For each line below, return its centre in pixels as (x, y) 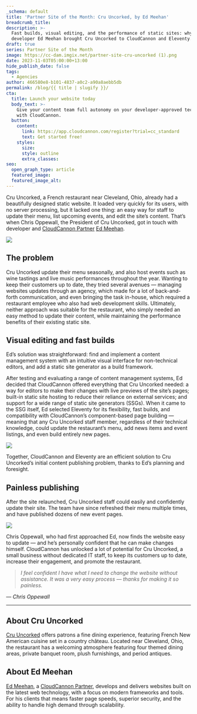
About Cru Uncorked (45, 620)
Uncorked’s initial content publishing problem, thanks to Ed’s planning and (95, 463)
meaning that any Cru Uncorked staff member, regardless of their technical (97, 422)
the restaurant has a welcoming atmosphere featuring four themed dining (95, 647)
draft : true (21, 45)
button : (21, 121)
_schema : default (27, 11)
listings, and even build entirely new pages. (58, 434)
